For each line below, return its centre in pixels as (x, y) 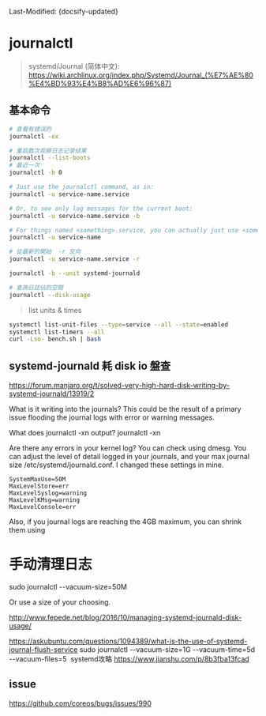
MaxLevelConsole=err (43, 507)
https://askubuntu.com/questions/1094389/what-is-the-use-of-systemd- (128, 641)
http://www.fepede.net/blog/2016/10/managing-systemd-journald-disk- (126, 617)
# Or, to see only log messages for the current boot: (101, 209)
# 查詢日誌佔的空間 (36, 288)
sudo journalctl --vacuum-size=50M (68, 587)
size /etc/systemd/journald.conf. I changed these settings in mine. (116, 465)
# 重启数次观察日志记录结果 (48, 151)
